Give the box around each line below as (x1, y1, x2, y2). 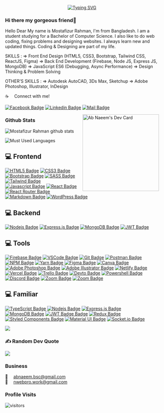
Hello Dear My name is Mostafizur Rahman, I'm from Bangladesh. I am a (5, 28, 150, 34)
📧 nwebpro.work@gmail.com (5, 379, 67, 385)
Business (5, 363, 28, 370)
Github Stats (5, 117, 36, 124)
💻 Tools (5, 239, 31, 247)
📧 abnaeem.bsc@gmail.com (5, 374, 66, 380)
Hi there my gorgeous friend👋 (5, 17, 77, 24)
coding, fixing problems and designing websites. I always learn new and (5, 38, 150, 44)
